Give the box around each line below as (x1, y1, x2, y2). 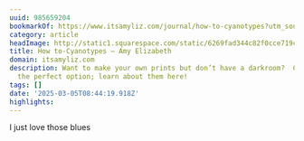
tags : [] (9, 80, 43, 89)
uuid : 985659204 (9, 13, 71, 23)
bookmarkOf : (9, 22, 54, 31)
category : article (9, 30, 79, 39)
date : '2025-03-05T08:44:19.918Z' (9, 89, 140, 98)
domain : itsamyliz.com (9, 55, 95, 64)
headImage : (9, 38, 51, 48)
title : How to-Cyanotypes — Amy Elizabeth (9, 47, 172, 56)
